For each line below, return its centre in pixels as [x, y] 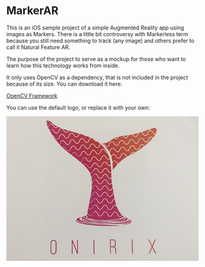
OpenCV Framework [32, 96]
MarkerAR [33, 11]
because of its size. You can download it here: [64, 84]
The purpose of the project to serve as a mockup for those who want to [96, 59]
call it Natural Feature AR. [38, 47]
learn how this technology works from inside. [63, 66]
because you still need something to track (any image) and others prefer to [100, 40]
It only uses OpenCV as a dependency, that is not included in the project [97, 77]
